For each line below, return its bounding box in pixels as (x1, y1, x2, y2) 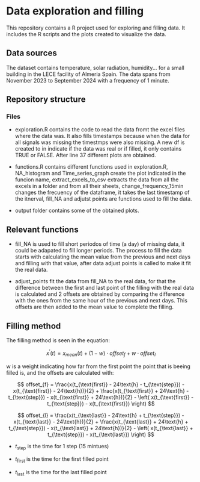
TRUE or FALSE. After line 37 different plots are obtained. (14, 152, 156, 159)
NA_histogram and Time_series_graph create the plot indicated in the (14, 170, 186, 177)
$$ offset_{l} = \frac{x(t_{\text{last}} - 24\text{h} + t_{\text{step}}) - (17, 412, 184, 419)
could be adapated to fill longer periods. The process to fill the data (14, 247, 182, 254)
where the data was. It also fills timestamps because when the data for (14, 133, 190, 140)
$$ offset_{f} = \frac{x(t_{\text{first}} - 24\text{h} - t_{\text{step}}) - (17, 381, 185, 388)
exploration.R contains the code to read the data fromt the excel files (14, 126, 185, 133)
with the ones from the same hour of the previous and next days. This (14, 297, 188, 304)
